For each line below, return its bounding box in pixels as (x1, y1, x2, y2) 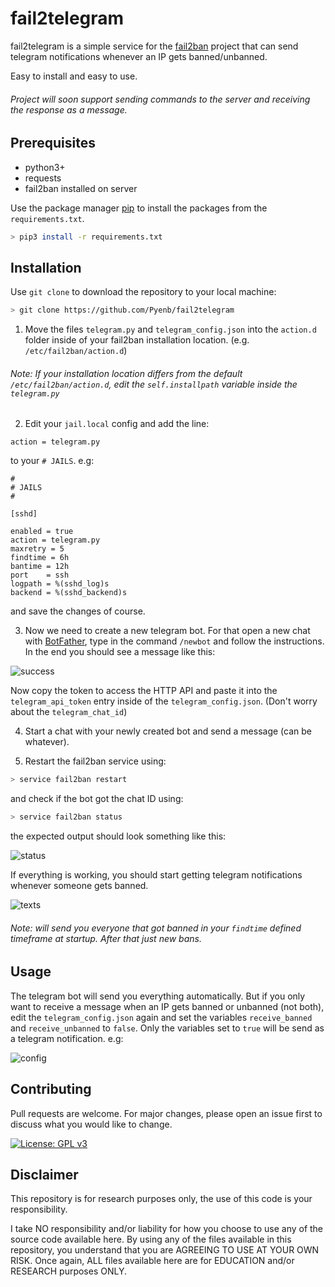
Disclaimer (10, 1166, 79, 1183)
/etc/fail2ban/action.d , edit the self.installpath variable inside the (10, 378, 298, 390)
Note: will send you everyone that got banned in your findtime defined (10, 922, 302, 934)
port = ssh (10, 570, 70, 581)
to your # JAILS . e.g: (10, 455, 95, 467)
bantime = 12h (10, 562, 70, 572)
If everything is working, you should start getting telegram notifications (10, 869, 303, 881)
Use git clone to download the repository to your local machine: (10, 286, 277, 298)
